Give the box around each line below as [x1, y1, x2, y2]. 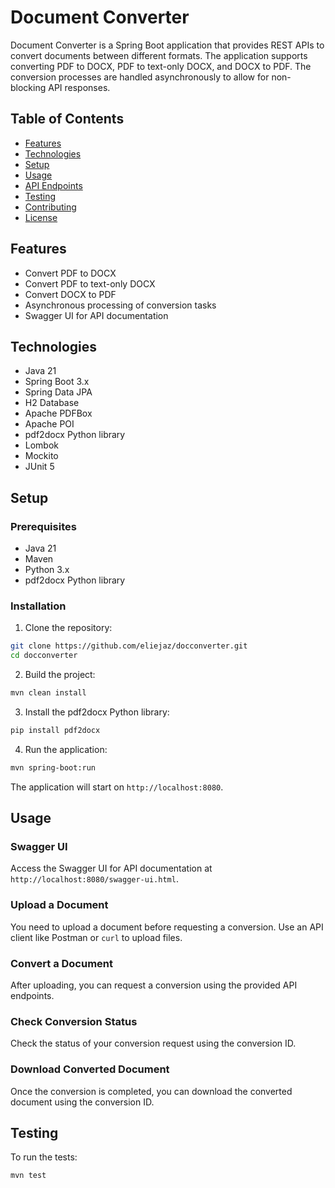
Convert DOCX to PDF [24, 288, 117, 300]
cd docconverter [10, 651, 78, 661]
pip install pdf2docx [10, 725, 101, 735]
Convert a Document [10, 956, 114, 970]
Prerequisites [10, 519, 77, 533]
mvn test [10, 1171, 47, 1181]
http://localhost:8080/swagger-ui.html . [10, 873, 179, 885]
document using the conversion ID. [10, 1096, 155, 1108]
